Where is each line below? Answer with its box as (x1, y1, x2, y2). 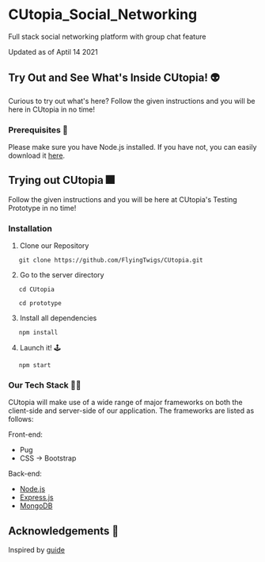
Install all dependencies (19, 313, 97, 323)
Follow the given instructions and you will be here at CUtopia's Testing (8, 194, 237, 204)
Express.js (19, 493, 54, 503)
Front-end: (8, 430, 44, 439)
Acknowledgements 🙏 (8, 524, 119, 537)
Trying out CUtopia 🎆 (8, 174, 115, 187)
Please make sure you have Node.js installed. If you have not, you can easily (8, 143, 257, 152)
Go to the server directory (19, 270, 104, 280)
